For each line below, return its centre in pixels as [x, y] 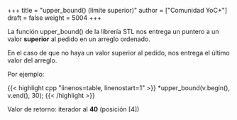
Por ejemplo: [26, 74]
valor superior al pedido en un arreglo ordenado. [79, 39]
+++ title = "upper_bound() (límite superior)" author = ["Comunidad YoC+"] [117, 10]
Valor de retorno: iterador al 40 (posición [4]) [73, 109]
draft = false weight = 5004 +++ [54, 18]
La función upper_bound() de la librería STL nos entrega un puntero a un [113, 32]
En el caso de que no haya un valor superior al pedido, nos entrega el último [118, 53]
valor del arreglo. [32, 60]
